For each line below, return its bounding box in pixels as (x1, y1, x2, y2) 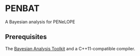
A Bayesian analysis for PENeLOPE (5, 19, 75, 25)
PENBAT (5, 3, 40, 14)
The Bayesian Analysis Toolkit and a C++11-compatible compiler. (5, 45, 136, 51)
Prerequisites (5, 33, 47, 41)
